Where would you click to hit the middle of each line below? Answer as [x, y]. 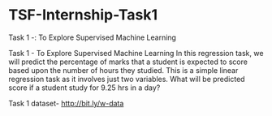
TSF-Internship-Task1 [83, 15]
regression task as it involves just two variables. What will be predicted [127, 79]
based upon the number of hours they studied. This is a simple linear [123, 70]
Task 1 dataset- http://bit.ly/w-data [66, 103]
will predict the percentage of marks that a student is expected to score [128, 62]
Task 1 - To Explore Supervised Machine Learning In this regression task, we [136, 53]
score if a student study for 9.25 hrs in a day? [84, 88]
